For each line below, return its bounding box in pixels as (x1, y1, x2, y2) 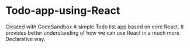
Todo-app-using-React (5, 4, 120, 17)
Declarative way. (5, 35, 46, 42)
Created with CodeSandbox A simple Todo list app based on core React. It (5, 23, 184, 30)
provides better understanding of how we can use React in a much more (5, 29, 179, 36)
